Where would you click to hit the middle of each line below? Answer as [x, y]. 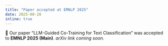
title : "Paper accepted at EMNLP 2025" [47, 10]
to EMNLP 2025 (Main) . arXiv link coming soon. [55, 38]
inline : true [19, 19]
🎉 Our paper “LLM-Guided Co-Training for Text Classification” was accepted [84, 33]
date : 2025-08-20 [23, 14]
